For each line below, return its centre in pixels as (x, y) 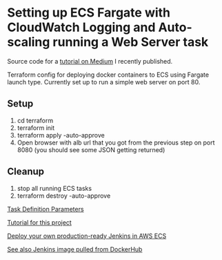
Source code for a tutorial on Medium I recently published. (90, 61)
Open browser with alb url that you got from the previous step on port (116, 142)
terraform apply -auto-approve (61, 135)
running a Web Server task (131, 42)
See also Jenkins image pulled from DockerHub (75, 249)
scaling (29, 42)
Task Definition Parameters (46, 209)
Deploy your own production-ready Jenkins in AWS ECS (87, 236)
